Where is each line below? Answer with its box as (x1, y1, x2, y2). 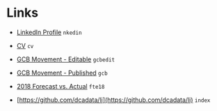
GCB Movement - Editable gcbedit (16, 54, 115, 64)
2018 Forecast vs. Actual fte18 (16, 82, 105, 90)
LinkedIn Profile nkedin (16, 28, 82, 36)
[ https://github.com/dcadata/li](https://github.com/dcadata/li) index (16, 96, 211, 104)
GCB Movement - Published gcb (16, 68, 108, 77)
